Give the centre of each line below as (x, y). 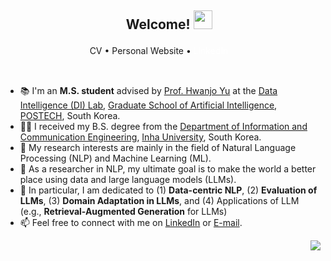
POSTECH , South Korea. (70, 115)
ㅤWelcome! (152, 24)
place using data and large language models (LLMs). (128, 179)
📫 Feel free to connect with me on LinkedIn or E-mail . (131, 222)
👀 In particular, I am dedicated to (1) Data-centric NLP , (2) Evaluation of (168, 190)
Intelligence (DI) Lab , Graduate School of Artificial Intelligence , (148, 105)
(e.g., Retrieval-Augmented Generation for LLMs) (123, 211)
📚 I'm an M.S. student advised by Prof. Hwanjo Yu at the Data (148, 90)
